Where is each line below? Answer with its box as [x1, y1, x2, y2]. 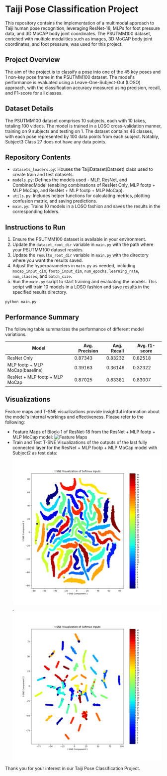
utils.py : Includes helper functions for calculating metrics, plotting [12, 193, 150, 199]
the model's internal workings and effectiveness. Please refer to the [5, 414, 144, 420]
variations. [5, 332, 27, 337]
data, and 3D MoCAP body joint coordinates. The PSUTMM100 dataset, [5, 30, 152, 36]
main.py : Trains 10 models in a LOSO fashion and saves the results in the [12, 203, 161, 210]
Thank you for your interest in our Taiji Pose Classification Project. [5, 765, 141, 771]
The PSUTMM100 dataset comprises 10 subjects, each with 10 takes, [5, 117, 147, 123]
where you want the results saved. [12, 257, 83, 263]
